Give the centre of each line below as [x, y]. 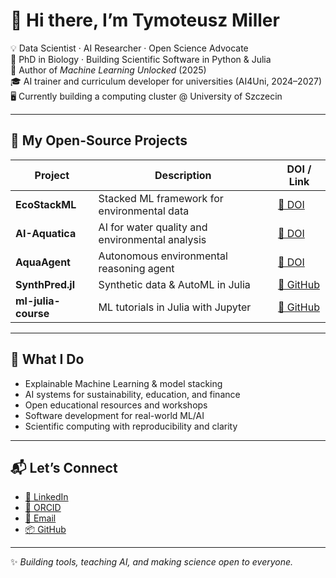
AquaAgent [43, 262]
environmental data [144, 211]
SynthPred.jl [45, 284]
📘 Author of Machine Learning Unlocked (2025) [108, 70]
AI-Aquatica [46, 233]
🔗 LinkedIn [46, 497]
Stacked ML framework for [161, 198]
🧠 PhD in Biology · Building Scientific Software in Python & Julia [141, 59]
